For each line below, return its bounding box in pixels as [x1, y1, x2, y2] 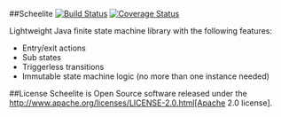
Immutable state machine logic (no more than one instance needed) [21, 71, 270, 82]
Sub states [21, 52, 62, 62]
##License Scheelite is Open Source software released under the [9, 89, 248, 98]
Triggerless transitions [21, 62, 105, 72]
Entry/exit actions [21, 43, 86, 53]
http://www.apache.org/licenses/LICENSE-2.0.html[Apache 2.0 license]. [9, 97, 273, 108]
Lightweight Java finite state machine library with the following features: [9, 26, 273, 35]
